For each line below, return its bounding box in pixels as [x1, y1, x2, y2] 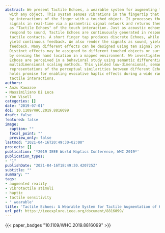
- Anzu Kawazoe [5, 85, 36, 90]
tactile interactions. [9, 76, 56, 81]
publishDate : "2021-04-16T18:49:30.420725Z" [5, 163, 98, 168]
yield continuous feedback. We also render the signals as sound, [9, 39, 148, 44]
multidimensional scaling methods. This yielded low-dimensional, [9, 62, 148, 67]
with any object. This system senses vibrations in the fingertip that [9, 12, 160, 17]
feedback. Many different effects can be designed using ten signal [9, 44, 153, 49]
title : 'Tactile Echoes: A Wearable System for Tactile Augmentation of [5, 204, 157, 209]
